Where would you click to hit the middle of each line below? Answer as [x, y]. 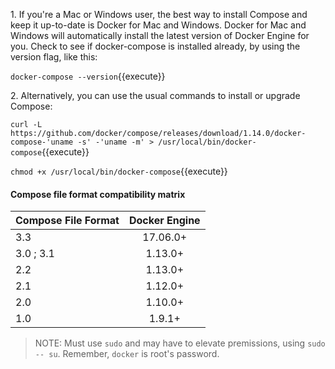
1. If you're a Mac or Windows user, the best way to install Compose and [159, 14]
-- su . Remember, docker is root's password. [127, 354]
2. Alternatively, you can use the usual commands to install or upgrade [155, 95]
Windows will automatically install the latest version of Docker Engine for [160, 35]
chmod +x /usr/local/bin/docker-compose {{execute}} [119, 171]
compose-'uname [42, 142]
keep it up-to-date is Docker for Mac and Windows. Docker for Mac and [158, 25]
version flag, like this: [54, 57]
